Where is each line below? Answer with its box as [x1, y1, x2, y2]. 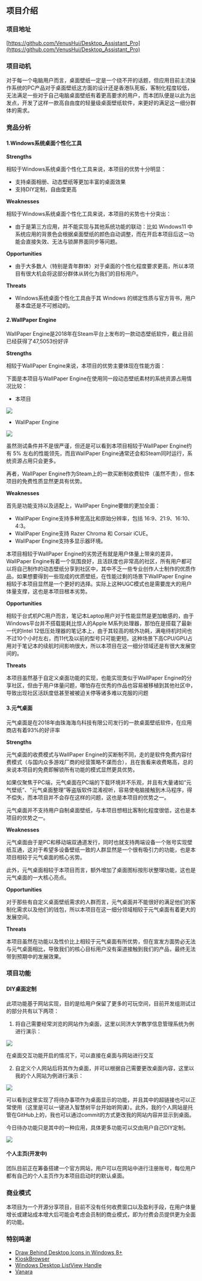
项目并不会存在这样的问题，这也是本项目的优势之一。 [37, 794, 170, 801]
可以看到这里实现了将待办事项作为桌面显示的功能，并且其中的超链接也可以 [6, 1096, 191, 1103]
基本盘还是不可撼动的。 [14, 302, 73, 309]
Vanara [14, 1268, 33, 1276]
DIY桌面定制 [6, 986, 37, 993]
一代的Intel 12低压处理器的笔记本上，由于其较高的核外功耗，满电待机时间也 [6, 628, 192, 635]
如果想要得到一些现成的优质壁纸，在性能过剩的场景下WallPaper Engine [16, 573, 192, 580]
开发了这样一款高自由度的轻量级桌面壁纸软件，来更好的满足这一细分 [22, 99, 191, 106]
